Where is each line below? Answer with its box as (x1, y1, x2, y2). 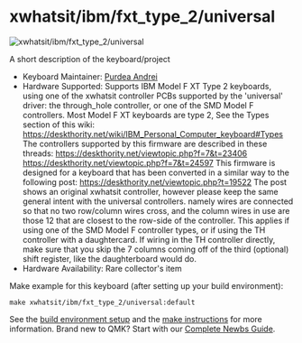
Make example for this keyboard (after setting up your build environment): (9, 280, 284, 291)
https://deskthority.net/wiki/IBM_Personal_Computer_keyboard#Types (22, 128, 284, 139)
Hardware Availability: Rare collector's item (22, 263, 182, 273)
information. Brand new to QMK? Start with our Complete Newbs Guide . (9, 323, 276, 334)
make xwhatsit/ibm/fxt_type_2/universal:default (9, 298, 196, 307)
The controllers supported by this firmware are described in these (22, 138, 268, 149)
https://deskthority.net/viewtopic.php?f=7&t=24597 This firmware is (22, 157, 276, 168)
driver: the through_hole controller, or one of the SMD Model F (22, 99, 254, 110)
